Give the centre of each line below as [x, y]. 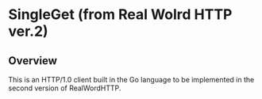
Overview [33, 61]
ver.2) [29, 31]
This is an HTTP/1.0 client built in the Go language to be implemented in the [131, 80]
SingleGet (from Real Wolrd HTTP [120, 15]
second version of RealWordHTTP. [65, 88]
